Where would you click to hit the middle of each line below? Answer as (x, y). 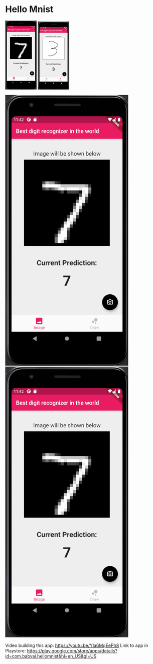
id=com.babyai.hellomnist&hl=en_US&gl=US (51, 656)
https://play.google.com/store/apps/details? (72, 651)
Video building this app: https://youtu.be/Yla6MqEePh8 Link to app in (77, 645)
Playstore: (16, 651)
